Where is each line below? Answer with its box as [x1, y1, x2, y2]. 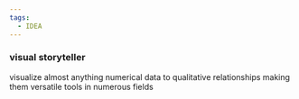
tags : [9, 13, 30, 22]
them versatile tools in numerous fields [9, 81, 154, 92]
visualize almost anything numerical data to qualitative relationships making [9, 71, 291, 82]
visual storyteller [9, 51, 86, 64]
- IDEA [17, 22, 42, 31]
